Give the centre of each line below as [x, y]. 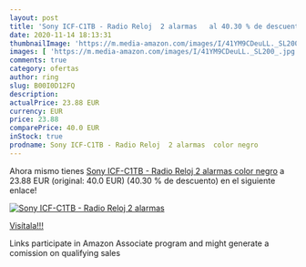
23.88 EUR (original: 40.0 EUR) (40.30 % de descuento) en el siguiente [143, 180]
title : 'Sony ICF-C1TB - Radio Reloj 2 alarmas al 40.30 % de [136, 26]
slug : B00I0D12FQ [42, 86]
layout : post [34, 18]
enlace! [23, 190]
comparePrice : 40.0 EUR [55, 128]
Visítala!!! [26, 225]
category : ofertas [44, 69]
